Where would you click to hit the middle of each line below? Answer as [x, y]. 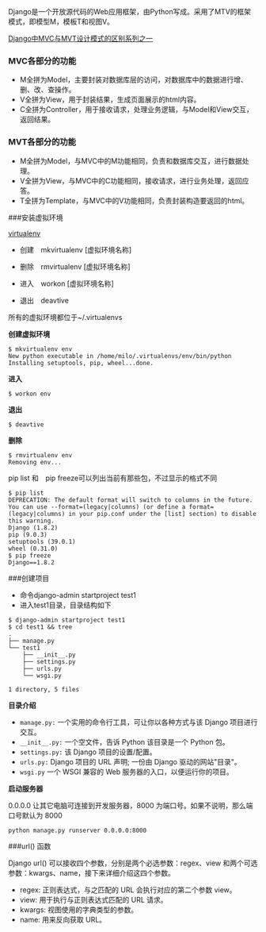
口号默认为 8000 [36, 815]
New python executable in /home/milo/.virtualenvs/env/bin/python [120, 356]
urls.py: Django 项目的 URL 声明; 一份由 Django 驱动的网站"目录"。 [130, 761]
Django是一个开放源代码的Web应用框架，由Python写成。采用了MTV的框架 [130, 12]
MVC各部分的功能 [42, 60]
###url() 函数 [30, 846]
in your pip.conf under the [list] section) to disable [163, 514]
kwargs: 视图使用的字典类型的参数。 [79, 909]
